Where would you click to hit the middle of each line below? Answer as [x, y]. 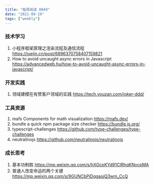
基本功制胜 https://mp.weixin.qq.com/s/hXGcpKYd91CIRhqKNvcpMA [80, 165]
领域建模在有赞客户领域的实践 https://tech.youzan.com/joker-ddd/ [78, 94]
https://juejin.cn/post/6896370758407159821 [57, 54]
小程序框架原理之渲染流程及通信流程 [48, 48]
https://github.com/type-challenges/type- [99, 129]
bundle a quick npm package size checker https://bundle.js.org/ [76, 124]
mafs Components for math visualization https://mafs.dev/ [70, 119]
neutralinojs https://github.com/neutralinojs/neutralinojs [68, 140]
